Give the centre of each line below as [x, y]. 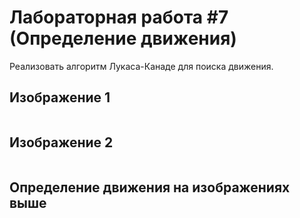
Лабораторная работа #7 [119, 17]
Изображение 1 [60, 97]
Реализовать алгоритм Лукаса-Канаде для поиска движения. [141, 66]
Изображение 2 [61, 142]
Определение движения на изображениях [150, 187]
